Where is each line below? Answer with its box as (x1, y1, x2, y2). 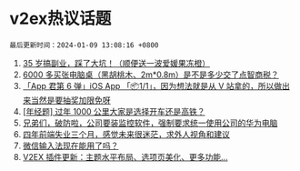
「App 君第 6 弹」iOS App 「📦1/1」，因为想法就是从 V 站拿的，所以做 (22, 80, 283, 91)
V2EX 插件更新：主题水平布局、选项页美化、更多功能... (22, 151, 228, 162)
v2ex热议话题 (9, 8, 112, 29)
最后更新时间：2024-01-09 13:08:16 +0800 (9, 40, 159, 50)
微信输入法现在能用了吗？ (22, 140, 119, 151)
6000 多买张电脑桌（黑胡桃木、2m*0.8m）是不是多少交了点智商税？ (22, 69, 279, 80)
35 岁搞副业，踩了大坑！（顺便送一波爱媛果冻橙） (22, 57, 211, 68)
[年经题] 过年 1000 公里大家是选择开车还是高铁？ (22, 106, 206, 116)
